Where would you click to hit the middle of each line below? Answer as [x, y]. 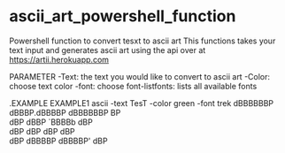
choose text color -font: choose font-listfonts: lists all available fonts [133, 86]
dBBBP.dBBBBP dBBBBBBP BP [65, 112]
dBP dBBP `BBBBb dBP [51, 122]
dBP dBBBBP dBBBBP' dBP [58, 141]
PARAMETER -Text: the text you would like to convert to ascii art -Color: [140, 76]
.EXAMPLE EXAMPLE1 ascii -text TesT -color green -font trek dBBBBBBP [142, 103]
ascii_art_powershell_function [123, 16]
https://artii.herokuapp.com [59, 59]
